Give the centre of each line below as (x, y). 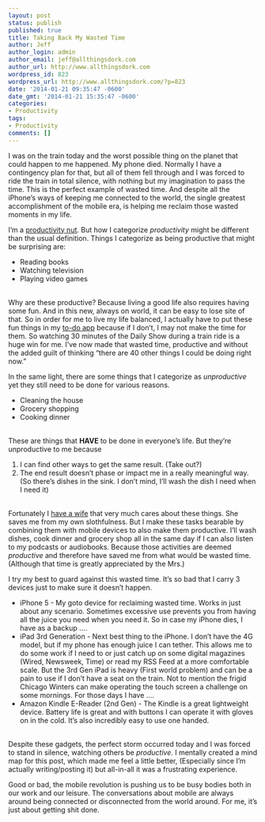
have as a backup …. (53, 628)
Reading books (44, 262)
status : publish (35, 23)
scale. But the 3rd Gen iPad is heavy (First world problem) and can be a (136, 669)
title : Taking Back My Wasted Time (67, 38)
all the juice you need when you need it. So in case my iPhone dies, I (131, 619)
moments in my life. (40, 214)
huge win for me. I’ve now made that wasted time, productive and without (128, 344)
